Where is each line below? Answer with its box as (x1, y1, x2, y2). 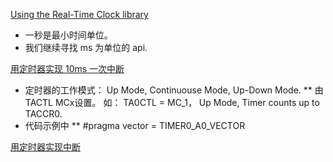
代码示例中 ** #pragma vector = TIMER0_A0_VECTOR (24, 120, 246, 131)
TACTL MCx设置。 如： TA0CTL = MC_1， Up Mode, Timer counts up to (24, 97, 320, 108)
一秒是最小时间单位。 (24, 29, 113, 41)
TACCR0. (24, 108, 63, 119)
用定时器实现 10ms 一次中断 (10, 63, 125, 74)
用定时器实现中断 (10, 141, 81, 153)
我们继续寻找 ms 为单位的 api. (24, 42, 148, 53)
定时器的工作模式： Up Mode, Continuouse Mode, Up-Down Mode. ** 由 (24, 84, 324, 96)
